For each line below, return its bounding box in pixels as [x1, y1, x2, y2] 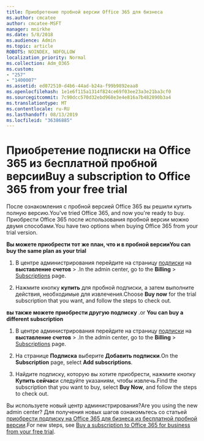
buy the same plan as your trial [6, 247, 87, 255]
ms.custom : [6, 66, 34, 72]
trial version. [6, 229, 38, 236]
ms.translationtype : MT [6, 100, 67, 106]
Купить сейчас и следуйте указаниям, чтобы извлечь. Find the [15, 377, 178, 385]
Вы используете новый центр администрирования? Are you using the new [6, 402, 198, 409]
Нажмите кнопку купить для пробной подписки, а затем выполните [15, 284, 195, 292]
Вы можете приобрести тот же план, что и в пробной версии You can [6, 241, 191, 248]
